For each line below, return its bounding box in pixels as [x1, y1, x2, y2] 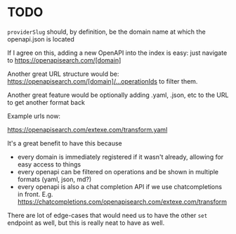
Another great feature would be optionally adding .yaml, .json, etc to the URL [7, 91, 229, 99]
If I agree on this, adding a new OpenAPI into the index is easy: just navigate [7, 48, 228, 57]
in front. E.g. [17, 190, 53, 198]
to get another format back [7, 98, 86, 106]
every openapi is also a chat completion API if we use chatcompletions [17, 182, 223, 190]
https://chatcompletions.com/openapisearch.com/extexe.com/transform [17, 197, 227, 206]
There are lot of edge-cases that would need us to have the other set [7, 211, 208, 219]
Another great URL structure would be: [7, 70, 119, 78]
